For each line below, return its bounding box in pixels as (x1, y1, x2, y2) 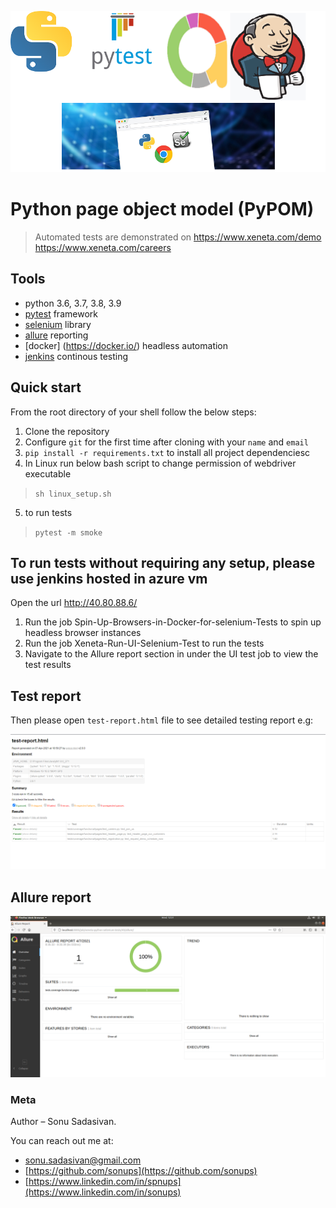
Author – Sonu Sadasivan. (10, 1116, 117, 1128)
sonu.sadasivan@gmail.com (24, 1154, 142, 1166)
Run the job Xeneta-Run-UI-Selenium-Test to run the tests (24, 637, 265, 650)
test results (24, 659, 72, 671)
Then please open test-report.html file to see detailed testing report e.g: (10, 714, 314, 726)
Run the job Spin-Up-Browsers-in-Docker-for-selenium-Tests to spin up (24, 616, 322, 628)
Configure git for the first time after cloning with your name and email (24, 436, 309, 448)
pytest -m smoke (34, 527, 103, 538)
